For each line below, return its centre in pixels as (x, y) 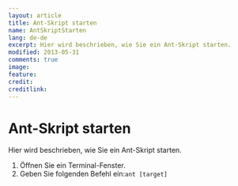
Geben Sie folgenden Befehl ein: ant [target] (93, 174)
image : (19, 67)
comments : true (33, 60)
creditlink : (28, 89)
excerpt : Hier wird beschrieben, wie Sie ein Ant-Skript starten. (120, 45)
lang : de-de (28, 38)
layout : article (35, 15)
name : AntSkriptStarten (47, 30)
